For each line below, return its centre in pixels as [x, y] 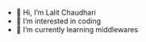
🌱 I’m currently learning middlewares [77, 29]
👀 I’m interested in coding [58, 21]
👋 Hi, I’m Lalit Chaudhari [56, 13]
